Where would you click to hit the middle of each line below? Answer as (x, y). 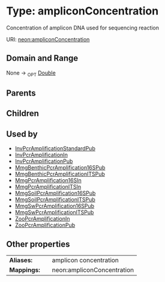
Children (22, 113)
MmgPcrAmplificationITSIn (48, 187)
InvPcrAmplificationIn (41, 155)
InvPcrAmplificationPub (44, 161)
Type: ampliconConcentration (82, 11)
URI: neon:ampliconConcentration (48, 39)
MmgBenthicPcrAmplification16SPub (60, 168)
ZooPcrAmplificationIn (42, 219)
